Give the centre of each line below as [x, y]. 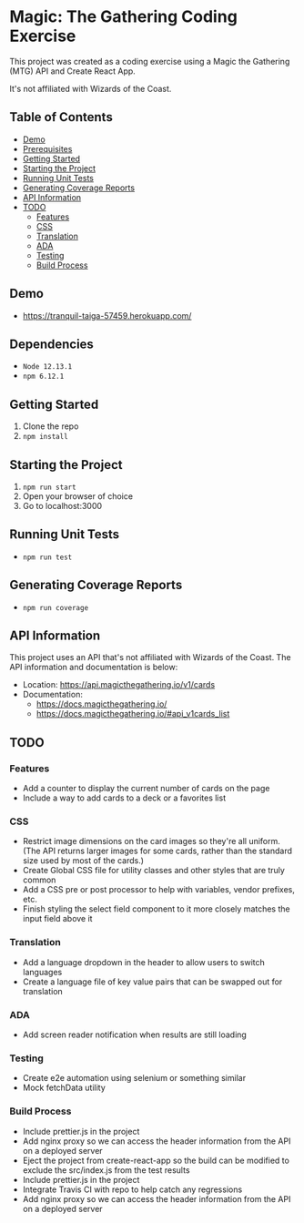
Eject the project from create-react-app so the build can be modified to [156, 1160]
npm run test [47, 557]
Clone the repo [51, 426]
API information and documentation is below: [94, 668]
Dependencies [51, 344]
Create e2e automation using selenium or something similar [134, 1078]
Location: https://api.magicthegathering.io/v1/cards [119, 685]
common [39, 880]
